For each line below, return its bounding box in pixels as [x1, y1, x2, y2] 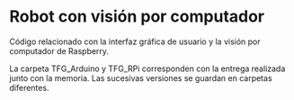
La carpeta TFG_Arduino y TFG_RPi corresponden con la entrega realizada [9, 63, 286, 74]
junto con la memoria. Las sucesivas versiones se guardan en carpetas [9, 72, 272, 83]
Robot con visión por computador [9, 6, 265, 27]
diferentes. [9, 82, 49, 93]
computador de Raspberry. [9, 45, 110, 56]
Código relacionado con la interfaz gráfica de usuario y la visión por [9, 36, 261, 47]
